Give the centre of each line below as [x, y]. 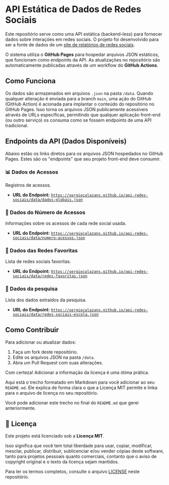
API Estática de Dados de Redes [73, 9]
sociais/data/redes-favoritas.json [50, 276]
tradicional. [17, 125]
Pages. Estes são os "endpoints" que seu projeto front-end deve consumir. [83, 159]
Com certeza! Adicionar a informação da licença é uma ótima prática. [77, 372]
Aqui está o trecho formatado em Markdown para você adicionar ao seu [80, 382]
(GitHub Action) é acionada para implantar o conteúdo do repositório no [80, 104]
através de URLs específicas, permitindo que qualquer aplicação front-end [83, 115]
